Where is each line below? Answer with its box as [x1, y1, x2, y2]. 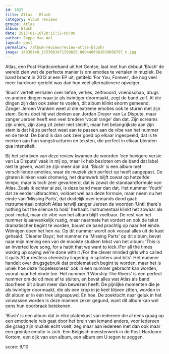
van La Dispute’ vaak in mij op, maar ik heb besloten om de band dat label [5, 158, 158, 164]
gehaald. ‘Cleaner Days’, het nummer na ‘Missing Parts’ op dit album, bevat [5, 233, 161, 239]
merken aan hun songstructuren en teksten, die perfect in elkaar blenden [5, 137, 157, 144]
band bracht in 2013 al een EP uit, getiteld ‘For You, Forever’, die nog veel [5, 74, 157, 80]
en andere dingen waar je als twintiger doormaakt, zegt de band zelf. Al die [5, 94, 161, 101]
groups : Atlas [5, 21, 35, 27]
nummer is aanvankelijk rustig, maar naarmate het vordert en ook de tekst [5, 217, 159, 223]
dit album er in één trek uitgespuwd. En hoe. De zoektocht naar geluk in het [5, 292, 162, 298]
